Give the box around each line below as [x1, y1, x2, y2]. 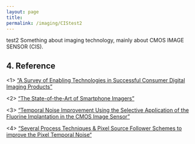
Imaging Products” [6, 83, 53, 91]
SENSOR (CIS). [6, 43, 43, 50]
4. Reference [6, 61, 56, 71]
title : [6, 15, 23, 21]
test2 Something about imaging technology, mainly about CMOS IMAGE [6, 37, 184, 44]
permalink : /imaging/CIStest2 [6, 20, 83, 26]
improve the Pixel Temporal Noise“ [6, 131, 92, 139]
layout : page [6, 8, 39, 15]
